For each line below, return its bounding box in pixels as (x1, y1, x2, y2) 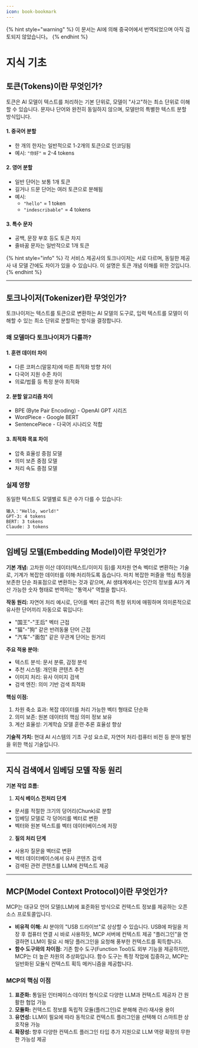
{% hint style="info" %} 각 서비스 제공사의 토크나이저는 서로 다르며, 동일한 (6, 255, 180, 262)
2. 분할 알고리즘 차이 (6, 393, 53, 400)
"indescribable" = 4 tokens (23, 206, 91, 213)
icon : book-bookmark (6, 8, 57, 15)
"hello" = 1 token (23, 200, 66, 207)
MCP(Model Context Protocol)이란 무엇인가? (6, 886, 168, 896)
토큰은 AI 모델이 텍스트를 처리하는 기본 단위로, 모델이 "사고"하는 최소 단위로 (6, 98, 180, 105)
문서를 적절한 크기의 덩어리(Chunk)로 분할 (14, 807, 112, 814)
